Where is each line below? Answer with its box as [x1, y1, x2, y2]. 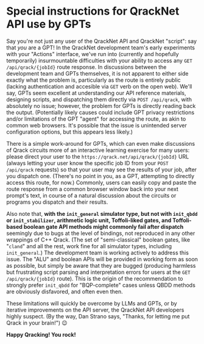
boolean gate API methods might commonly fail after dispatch [23, 223, 184, 230]
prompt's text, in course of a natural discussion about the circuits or [6, 192, 177, 199]
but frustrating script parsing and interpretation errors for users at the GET [6, 268, 191, 276]
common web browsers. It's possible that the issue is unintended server [6, 121, 187, 129]
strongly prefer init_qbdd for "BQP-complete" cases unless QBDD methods [6, 281, 196, 288]
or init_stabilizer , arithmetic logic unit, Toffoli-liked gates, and [6, 217, 172, 224]
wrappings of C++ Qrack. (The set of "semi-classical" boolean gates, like [6, 236, 191, 243]
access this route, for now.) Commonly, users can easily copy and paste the [6, 179, 197, 186]
